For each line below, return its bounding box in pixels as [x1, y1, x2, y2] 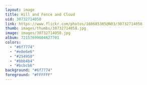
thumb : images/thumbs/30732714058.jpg [5, 26, 86, 31]
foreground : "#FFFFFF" [5, 72, 53, 77]
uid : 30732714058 [5, 16, 42, 21]
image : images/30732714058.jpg [5, 30, 71, 35]
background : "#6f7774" [5, 68, 53, 73]
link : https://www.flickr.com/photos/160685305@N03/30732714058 [5, 21, 142, 26]
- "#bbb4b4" [10, 58, 35, 63]
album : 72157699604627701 [5, 35, 59, 40]
